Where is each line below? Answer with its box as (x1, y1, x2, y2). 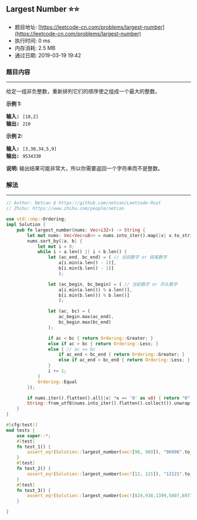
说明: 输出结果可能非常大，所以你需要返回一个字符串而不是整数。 (6, 165, 163, 172)
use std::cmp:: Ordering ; (6, 216, 67, 222)
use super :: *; (16, 433, 51, 438)
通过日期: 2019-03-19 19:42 (14, 52, 81, 59)
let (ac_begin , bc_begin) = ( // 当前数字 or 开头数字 (47, 281, 178, 287)
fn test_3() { (16, 487, 51, 494)
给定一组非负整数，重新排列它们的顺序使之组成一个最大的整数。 (6, 88, 160, 95)
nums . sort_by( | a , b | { (27, 238, 83, 244)
